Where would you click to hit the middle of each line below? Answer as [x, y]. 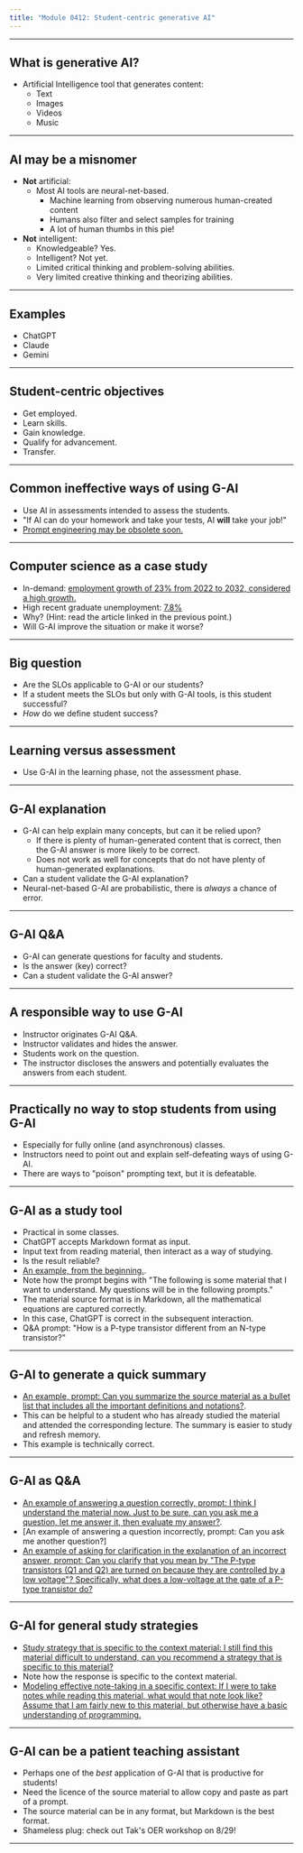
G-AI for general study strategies [104, 1626]
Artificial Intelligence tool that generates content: [113, 84]
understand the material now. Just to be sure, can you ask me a [140, 1512]
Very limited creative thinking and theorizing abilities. [134, 277]
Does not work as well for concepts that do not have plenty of [151, 859]
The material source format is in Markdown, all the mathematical [142, 1299]
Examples [37, 313]
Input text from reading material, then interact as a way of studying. [147, 1251]
